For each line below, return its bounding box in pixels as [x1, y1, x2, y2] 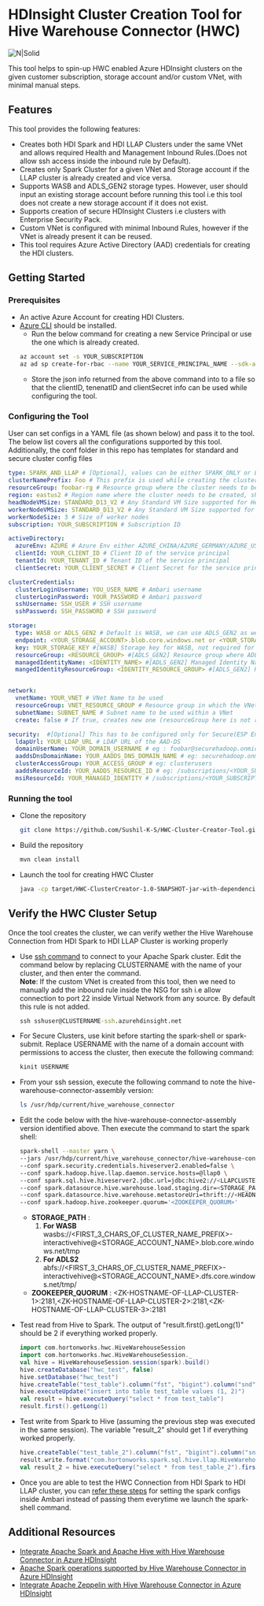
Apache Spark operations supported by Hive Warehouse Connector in [19, 1563, 247, 1573]
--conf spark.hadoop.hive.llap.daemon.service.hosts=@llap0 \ [19, 1169, 228, 1177]
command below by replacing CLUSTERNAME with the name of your [19, 960, 242, 969]
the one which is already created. [31, 337, 140, 348]
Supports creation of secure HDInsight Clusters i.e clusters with [19, 206, 226, 216]
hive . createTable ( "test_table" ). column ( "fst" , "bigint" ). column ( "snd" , [19, 1381, 259, 1389]
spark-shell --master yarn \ [19, 1147, 115, 1155]
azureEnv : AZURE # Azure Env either [15, 542, 135, 550]
